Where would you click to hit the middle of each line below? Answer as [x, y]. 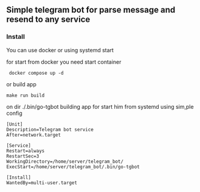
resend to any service [48, 20]
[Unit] [15, 124]
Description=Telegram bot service [50, 129]
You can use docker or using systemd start [60, 50]
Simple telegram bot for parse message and [91, 10]
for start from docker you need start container [64, 62]
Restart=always [26, 151]
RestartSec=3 [23, 156]
